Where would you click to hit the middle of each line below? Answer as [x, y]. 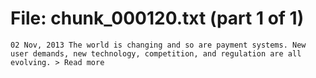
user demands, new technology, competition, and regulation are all [156, 53]
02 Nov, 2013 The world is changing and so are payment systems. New [158, 45]
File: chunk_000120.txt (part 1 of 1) [157, 18]
